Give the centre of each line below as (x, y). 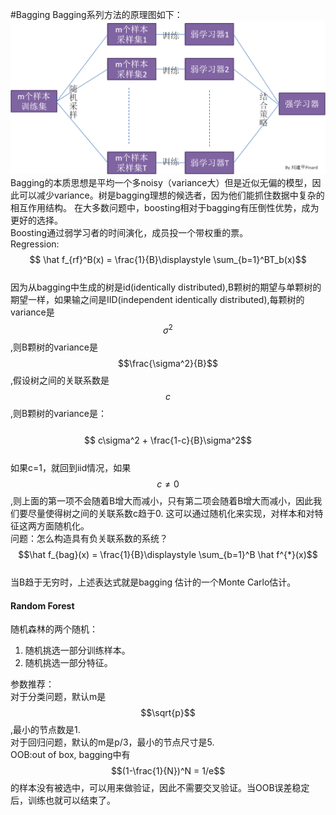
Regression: (35, 244)
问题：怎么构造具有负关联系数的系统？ (89, 538)
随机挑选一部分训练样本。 (77, 650)
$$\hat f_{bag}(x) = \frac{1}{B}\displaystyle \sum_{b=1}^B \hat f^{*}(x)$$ (168, 554)
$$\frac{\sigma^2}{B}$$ (168, 363)
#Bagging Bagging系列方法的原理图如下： (96, 14)
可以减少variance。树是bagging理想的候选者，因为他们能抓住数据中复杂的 (171, 195)
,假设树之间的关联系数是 (60, 380)
